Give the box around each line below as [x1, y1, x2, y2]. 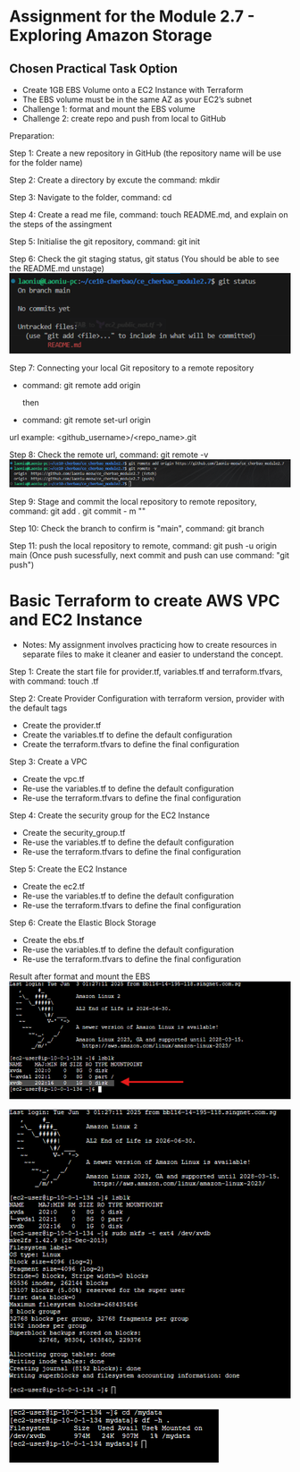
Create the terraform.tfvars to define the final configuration [21, 739, 239, 750]
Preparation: [9, 131, 55, 140]
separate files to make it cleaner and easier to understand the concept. [21, 649, 284, 659]
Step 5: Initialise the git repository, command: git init [9, 236, 201, 247]
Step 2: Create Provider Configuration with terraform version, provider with [9, 693, 285, 704]
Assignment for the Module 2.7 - [9, 6, 255, 27]
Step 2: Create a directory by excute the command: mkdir [9, 174, 221, 185]
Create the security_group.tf [21, 828, 126, 838]
